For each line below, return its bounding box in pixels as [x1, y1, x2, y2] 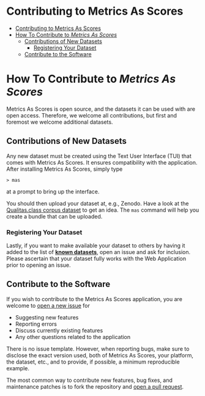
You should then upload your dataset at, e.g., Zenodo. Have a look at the [6, 200, 189, 207]
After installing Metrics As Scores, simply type [6, 165, 123, 173]
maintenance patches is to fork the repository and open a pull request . [6, 383, 184, 390]
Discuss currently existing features [15, 326, 103, 334]
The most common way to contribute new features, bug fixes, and [6, 376, 173, 384]
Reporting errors [15, 320, 57, 327]
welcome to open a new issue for [6, 302, 90, 309]
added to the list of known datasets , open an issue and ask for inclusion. [6, 248, 191, 255]
